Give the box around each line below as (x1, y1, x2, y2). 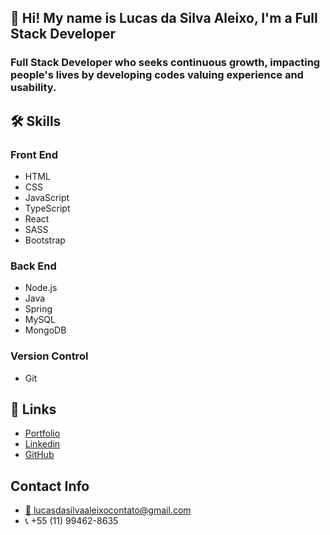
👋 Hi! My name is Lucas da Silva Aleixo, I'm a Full (10, 10, 318, 27)
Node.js (24, 282, 58, 294)
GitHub (24, 449, 55, 461)
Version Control (10, 349, 89, 363)
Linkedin (24, 438, 61, 450)
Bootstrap (24, 234, 66, 246)
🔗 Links (10, 401, 57, 418)
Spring (24, 303, 53, 315)
